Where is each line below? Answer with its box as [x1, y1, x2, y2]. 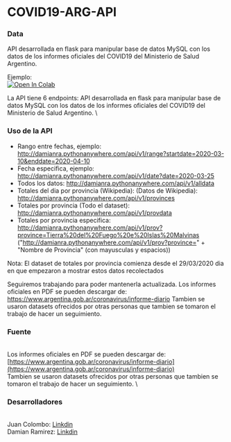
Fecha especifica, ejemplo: [17, 164, 95, 173]
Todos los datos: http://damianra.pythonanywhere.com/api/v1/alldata [17, 179, 215, 187]
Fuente [7, 326, 31, 336]
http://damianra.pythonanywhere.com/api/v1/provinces [17, 194, 176, 202]
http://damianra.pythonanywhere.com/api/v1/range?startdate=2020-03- [17, 149, 224, 157]
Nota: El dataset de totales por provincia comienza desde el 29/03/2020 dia [7, 259, 224, 267]
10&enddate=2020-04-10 [17, 157, 90, 165]
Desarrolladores [7, 397, 63, 407]
